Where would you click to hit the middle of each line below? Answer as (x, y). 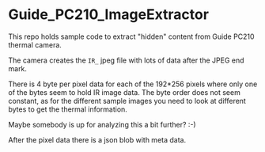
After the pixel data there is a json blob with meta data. (97, 139)
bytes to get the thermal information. (68, 109)
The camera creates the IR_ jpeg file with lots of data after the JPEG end (126, 60)
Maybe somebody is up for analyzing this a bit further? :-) (102, 124)
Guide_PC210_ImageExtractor (109, 15)
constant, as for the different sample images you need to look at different (127, 101)
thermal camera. (35, 44)
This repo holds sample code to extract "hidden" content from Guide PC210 (131, 36)
